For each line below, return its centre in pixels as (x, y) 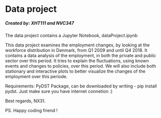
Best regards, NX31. (26, 101)
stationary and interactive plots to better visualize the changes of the (75, 71)
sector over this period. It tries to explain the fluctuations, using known (77, 61)
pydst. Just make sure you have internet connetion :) (59, 91)
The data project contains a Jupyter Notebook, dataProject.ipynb (71, 36)
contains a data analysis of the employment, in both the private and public (81, 56)
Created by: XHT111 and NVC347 (40, 23)
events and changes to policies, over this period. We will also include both (80, 66)
